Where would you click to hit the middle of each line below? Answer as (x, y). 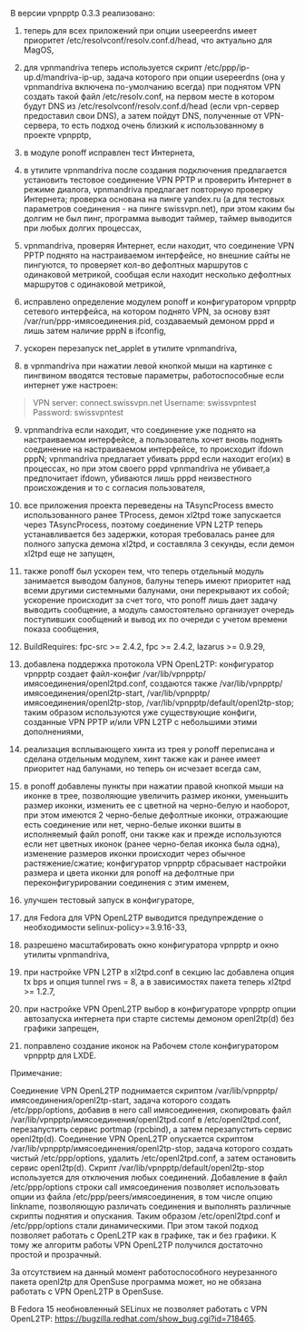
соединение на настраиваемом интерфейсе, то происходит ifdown (153, 449)
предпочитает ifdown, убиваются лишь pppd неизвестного (138, 478)
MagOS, (39, 50)
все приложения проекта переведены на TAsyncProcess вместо (148, 505)
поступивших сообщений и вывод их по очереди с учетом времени (155, 619)
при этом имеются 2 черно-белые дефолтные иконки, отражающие (156, 815)
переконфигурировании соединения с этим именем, (126, 882)
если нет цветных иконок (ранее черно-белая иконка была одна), (152, 844)
